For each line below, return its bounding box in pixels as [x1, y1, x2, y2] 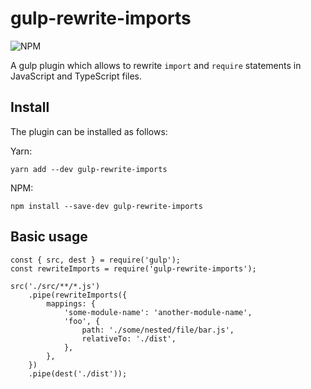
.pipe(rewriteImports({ [28, 290, 128, 300]
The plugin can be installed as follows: [10, 125, 168, 137]
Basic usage [10, 228, 88, 246]
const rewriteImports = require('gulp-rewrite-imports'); [10, 263, 257, 274]
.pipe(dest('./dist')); [28, 368, 128, 379]
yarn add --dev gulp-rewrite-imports [10, 164, 168, 174]
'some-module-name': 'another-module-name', [63, 307, 253, 317]
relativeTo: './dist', [81, 333, 177, 344]
